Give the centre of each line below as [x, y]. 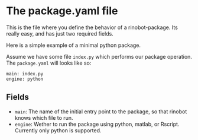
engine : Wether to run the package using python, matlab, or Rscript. [97, 124]
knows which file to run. [44, 117]
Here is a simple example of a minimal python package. [73, 45]
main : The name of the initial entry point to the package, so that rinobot [101, 112]
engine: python [25, 79]
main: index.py [25, 74]
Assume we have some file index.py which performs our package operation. [99, 56]
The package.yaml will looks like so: [49, 63]
